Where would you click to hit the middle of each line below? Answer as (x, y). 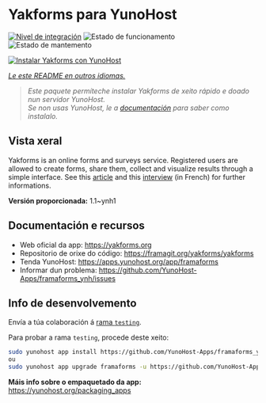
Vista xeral (35, 141)
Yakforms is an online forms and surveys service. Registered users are (123, 160)
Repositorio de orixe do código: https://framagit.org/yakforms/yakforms (137, 253)
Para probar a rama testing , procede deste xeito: (89, 337)
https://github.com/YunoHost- (148, 270)
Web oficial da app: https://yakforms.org (85, 245)
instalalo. (42, 116)
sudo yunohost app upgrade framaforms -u (78, 367)
